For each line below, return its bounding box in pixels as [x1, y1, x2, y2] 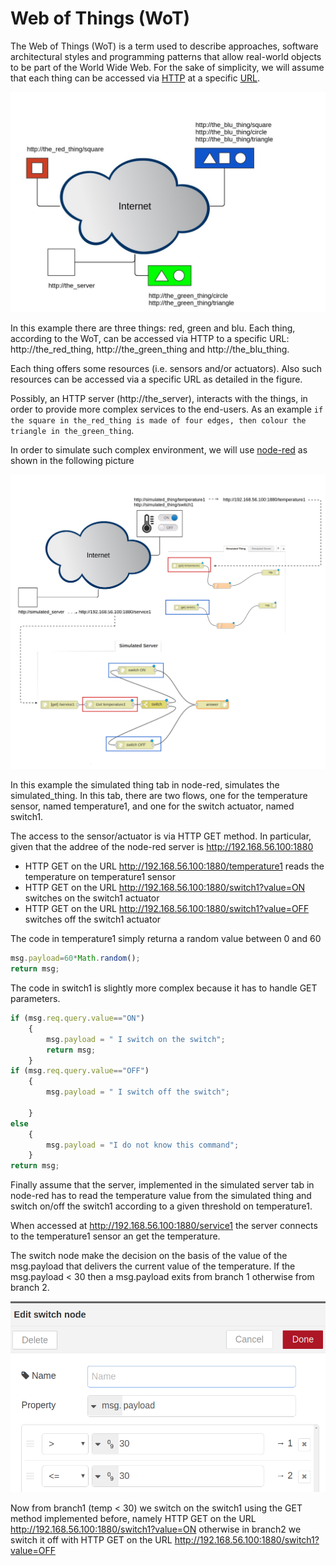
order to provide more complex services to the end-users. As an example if [10, 403, 324, 416]
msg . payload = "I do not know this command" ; [46, 1140, 240, 1150]
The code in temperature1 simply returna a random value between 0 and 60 [10, 933, 322, 945]
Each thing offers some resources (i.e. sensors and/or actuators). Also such [10, 363, 323, 375]
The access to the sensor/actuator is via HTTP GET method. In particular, [10, 830, 312, 842]
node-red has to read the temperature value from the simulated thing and [10, 1190, 312, 1202]
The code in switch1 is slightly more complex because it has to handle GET [10, 982, 318, 994]
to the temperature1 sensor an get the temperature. [10, 1230, 221, 1242]
